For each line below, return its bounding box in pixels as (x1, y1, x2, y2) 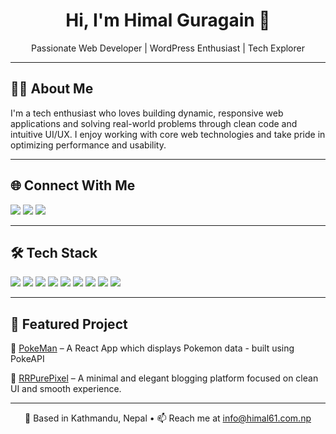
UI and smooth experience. (10, 383, 122, 395)
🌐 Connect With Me (10, 177, 136, 194)
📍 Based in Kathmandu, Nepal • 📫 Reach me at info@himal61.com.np (24, 412, 312, 424)
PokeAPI (10, 353, 45, 365)
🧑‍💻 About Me (10, 80, 94, 98)
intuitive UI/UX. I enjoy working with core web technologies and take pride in (10, 128, 326, 140)
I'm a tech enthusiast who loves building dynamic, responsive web (10, 107, 284, 119)
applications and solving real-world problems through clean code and (10, 117, 298, 129)
